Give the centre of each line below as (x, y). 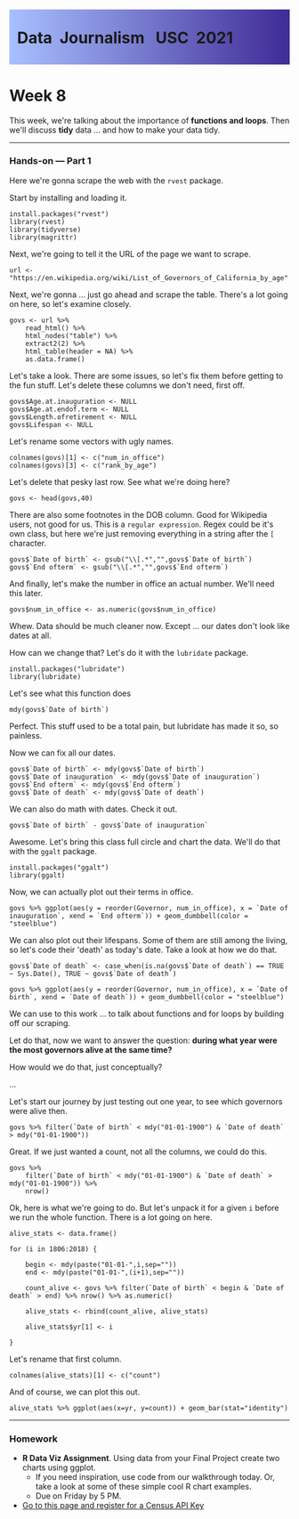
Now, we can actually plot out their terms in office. (101, 892)
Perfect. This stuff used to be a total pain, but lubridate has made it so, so (144, 726)
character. (28, 543)
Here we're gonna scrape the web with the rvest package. (117, 180)
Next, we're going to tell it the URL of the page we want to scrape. (130, 254)
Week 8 (38, 96)
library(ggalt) (37, 875)
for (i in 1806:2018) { (53, 1249)
